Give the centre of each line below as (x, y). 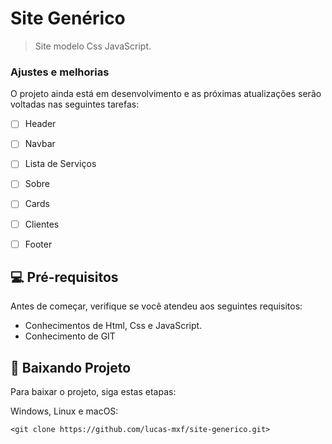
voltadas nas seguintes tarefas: (75, 104)
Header (40, 124)
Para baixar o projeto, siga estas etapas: (93, 392)
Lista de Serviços (60, 164)
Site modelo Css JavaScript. (93, 46)
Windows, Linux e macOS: (64, 411)
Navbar (40, 144)
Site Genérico (68, 18)
